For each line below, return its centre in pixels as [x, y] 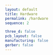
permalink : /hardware [27, 18]
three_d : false [20, 32]
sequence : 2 [17, 23]
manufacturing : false [27, 41]
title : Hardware [21, 14]
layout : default [21, 9]
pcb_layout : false [23, 36]
